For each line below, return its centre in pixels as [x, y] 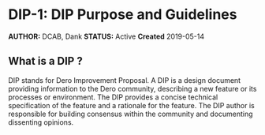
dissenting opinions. [41, 122]
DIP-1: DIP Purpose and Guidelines [123, 15]
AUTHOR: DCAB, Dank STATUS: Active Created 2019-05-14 [106, 36]
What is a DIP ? [45, 61]
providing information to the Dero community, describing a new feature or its [132, 88]
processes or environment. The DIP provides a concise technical [113, 97]
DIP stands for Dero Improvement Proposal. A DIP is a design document [125, 80]
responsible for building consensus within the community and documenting [131, 114]
